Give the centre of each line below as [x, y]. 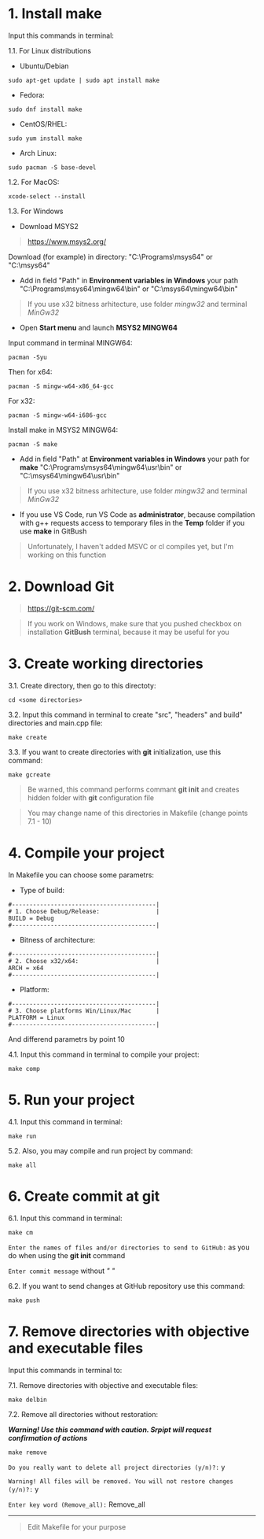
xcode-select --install [47, 196]
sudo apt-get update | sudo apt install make [84, 80]
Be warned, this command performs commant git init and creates [133, 789]
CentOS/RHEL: [43, 124]
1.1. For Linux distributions [50, 50]
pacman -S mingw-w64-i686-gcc [58, 415]
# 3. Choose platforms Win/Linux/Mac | [84, 1011]
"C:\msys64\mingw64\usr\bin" [70, 475]
